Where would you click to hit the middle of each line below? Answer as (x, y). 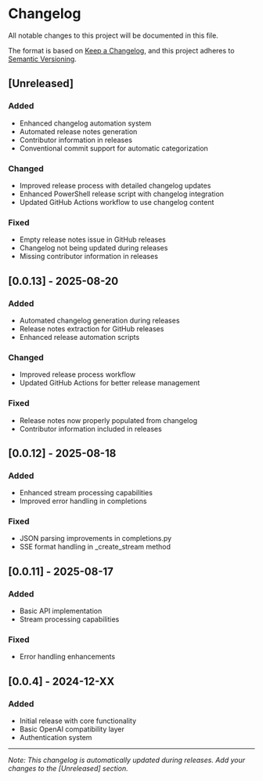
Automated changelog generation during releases (99, 320)
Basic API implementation (61, 611)
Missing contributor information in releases (89, 257)
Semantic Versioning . (42, 59)
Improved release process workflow (77, 374)
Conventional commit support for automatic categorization (114, 148)
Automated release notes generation (78, 131)
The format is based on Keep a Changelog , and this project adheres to (121, 50)
